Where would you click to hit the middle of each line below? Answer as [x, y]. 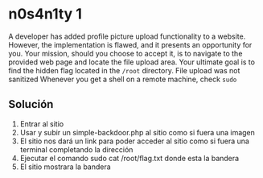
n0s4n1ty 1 [45, 14]
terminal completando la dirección [76, 149]
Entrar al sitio [42, 124]
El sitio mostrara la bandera [65, 167]
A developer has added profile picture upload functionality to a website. [127, 36]
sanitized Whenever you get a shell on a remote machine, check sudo [123, 79]
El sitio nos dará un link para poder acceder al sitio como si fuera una [134, 141]
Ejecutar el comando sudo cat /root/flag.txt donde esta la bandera [129, 158]
